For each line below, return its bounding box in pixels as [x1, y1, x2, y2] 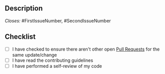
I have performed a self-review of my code [12, 63, 102, 69]
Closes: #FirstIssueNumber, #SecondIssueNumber [5, 17, 112, 23]
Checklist [5, 33, 36, 41]
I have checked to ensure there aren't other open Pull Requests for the [12, 46, 160, 52]
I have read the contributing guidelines [12, 57, 94, 63]
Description [5, 4, 43, 13]
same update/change [12, 52, 57, 58]
